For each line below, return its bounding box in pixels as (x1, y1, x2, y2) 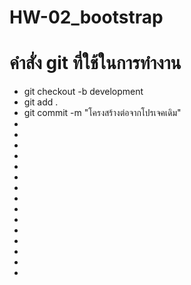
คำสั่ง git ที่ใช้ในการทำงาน (9, 52, 182, 75)
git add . (23, 96, 59, 108)
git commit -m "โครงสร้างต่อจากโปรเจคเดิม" (23, 107, 182, 119)
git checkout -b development (23, 86, 144, 98)
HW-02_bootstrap (9, 6, 164, 29)
